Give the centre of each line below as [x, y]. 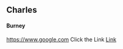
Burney [16, 25]
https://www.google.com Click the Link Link [61, 39]
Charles [22, 10]
